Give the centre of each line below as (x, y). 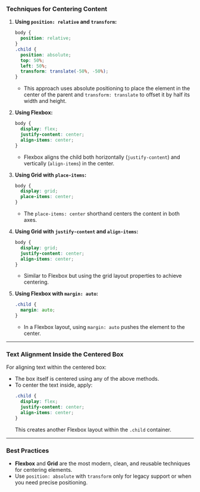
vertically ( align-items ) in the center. (69, 163)
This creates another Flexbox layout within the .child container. (93, 430)
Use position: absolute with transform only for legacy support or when (103, 476)
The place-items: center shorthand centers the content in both (102, 214)
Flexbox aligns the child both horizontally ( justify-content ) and (102, 157)
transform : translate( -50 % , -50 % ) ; (65, 71)
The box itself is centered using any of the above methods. (87, 379)
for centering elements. (43, 470)
